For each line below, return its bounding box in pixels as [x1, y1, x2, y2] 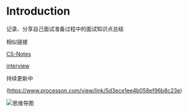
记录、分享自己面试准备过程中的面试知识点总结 [6, 25, 124, 32]
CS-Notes [6, 50, 32, 57]
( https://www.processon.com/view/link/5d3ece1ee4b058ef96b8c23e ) [6, 86, 183, 94]
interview [6, 62, 30, 69]
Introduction [6, 4, 71, 18]
